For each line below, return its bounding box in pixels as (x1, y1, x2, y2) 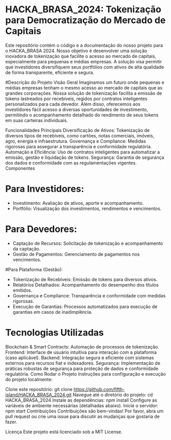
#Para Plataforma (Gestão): (5, 266, 63, 272)
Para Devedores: (5, 223, 78, 235)
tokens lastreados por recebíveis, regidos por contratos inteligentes (5, 96, 148, 102)
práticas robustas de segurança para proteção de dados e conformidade (5, 365, 159, 372)
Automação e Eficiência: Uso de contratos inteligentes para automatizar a (5, 149, 160, 155)
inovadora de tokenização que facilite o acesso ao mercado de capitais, (5, 53, 157, 59)
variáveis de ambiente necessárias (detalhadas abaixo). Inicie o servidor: (5, 402, 159, 408)
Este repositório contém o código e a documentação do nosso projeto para (5, 42, 163, 48)
